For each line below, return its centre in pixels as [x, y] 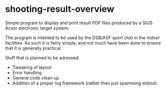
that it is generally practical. [34, 48]
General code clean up [36, 78]
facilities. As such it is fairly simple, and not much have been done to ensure [83, 43]
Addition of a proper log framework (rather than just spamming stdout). [85, 83]
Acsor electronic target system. [37, 28]
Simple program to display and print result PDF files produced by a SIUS [79, 23]
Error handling [27, 72]
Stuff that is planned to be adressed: [42, 57]
